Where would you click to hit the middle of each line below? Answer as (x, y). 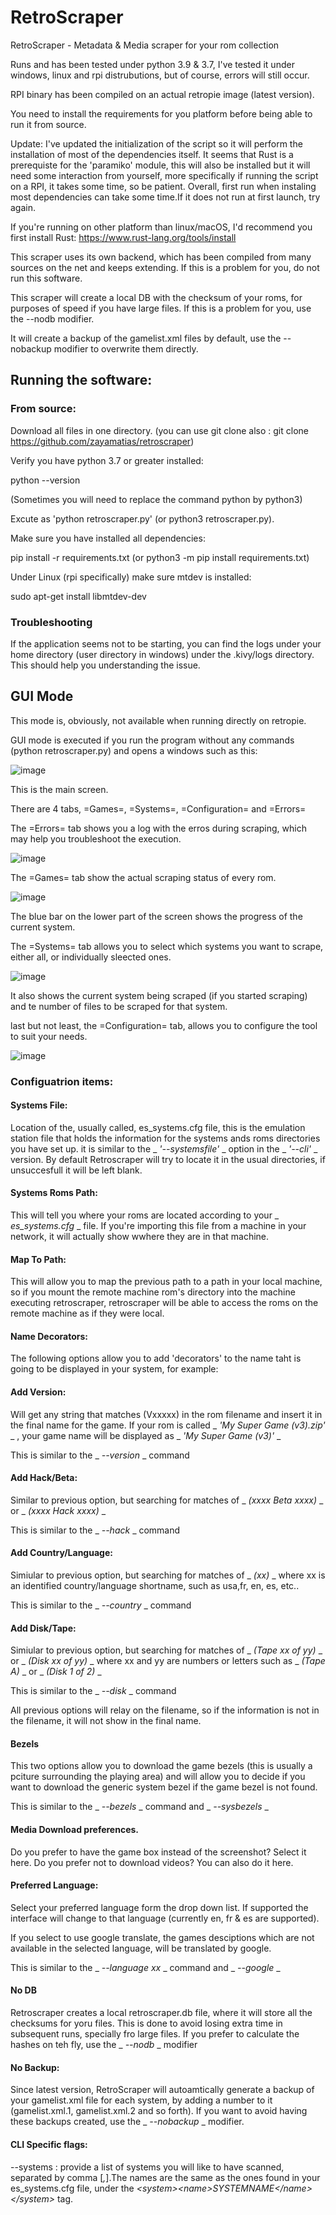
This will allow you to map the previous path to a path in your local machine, (166, 1282)
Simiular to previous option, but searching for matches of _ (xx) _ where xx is (168, 1575)
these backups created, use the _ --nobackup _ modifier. (127, 2122)
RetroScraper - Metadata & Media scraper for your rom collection (145, 45)
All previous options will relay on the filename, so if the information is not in (165, 1710)
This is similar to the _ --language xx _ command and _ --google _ (145, 1967)
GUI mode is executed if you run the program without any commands (152, 740)
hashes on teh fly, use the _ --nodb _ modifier (104, 2045)
